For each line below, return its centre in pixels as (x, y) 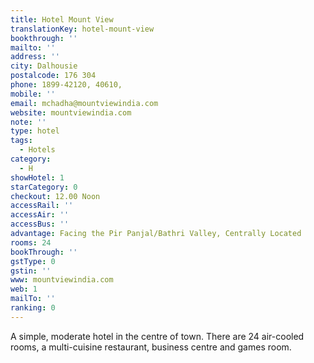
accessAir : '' (40, 215)
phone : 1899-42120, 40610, (66, 85)
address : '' (35, 57)
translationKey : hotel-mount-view (82, 29)
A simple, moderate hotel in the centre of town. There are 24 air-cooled (157, 336)
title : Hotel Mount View (62, 19)
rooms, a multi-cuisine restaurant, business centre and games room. (151, 347)
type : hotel (35, 131)
